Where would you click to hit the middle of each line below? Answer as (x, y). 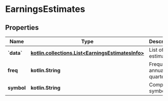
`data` (15, 53)
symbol (17, 88)
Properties (22, 28)
